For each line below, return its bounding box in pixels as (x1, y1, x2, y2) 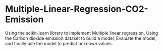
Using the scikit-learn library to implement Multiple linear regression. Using (5, 30, 159, 36)
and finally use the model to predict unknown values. (5, 40, 113, 46)
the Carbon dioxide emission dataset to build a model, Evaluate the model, (5, 35, 157, 41)
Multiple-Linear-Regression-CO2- (5, 3, 149, 15)
